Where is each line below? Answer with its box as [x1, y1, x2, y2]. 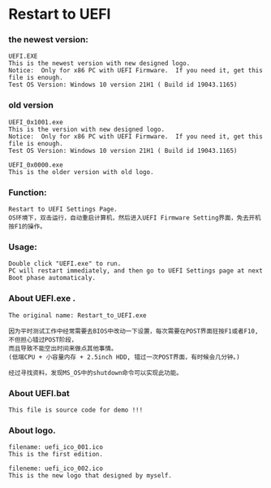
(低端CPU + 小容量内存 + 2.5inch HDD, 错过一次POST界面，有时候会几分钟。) [8, 353, 241, 361]
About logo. [8, 425, 56, 436]
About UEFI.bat [8, 387, 71, 399]
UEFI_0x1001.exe [8, 118, 63, 126]
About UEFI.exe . [8, 293, 75, 304]
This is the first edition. [8, 451, 104, 459]
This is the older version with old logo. [8, 168, 154, 176]
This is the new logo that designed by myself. [8, 472, 173, 480]
